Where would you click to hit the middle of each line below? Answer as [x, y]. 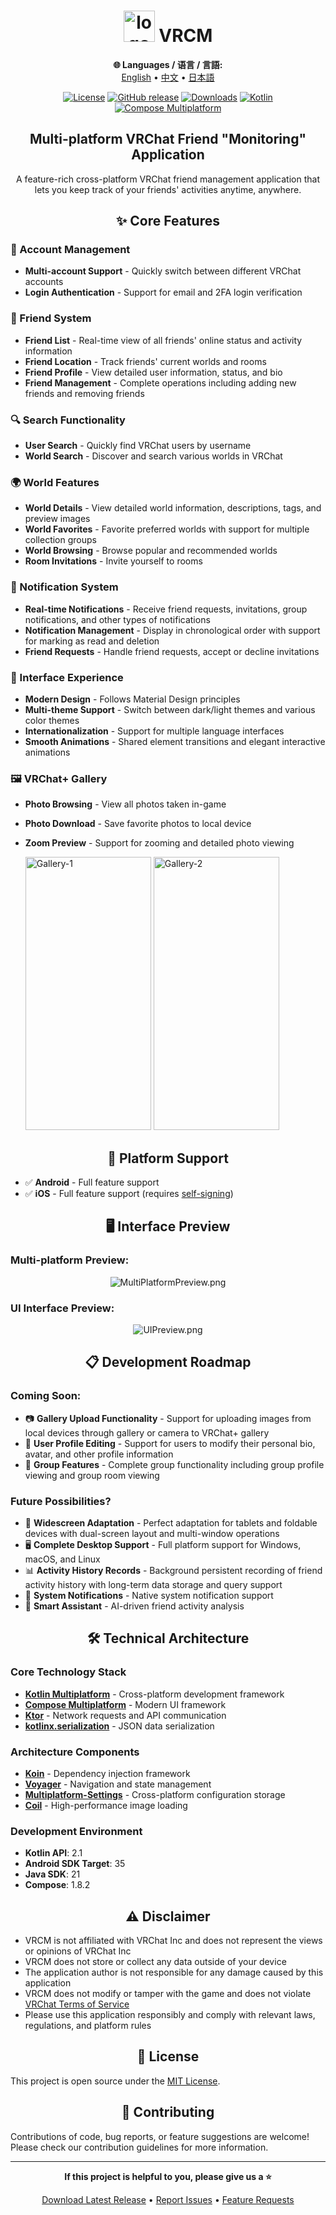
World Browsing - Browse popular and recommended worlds [151, 551]
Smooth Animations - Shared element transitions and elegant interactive [175, 741]
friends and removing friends [84, 393]
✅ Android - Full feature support [92, 1182]
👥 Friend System [51, 318]
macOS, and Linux [62, 1559]
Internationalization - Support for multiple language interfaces [154, 731]
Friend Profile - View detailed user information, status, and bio [153, 372]
